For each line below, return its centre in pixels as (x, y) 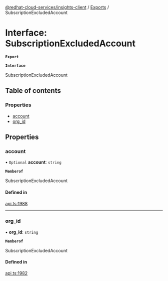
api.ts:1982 (16, 273)
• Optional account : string (33, 162)
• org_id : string (22, 232)
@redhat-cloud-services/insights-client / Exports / (57, 7)
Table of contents (33, 91)
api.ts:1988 (16, 203)
